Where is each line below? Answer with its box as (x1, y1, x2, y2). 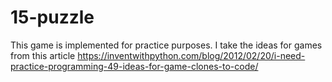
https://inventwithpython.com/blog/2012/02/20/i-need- (77, 49, 306, 61)
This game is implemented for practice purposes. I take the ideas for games (10, 39, 323, 51)
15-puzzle (10, 6, 95, 29)
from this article (10, 49, 76, 61)
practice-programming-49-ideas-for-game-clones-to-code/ (10, 60, 259, 72)
